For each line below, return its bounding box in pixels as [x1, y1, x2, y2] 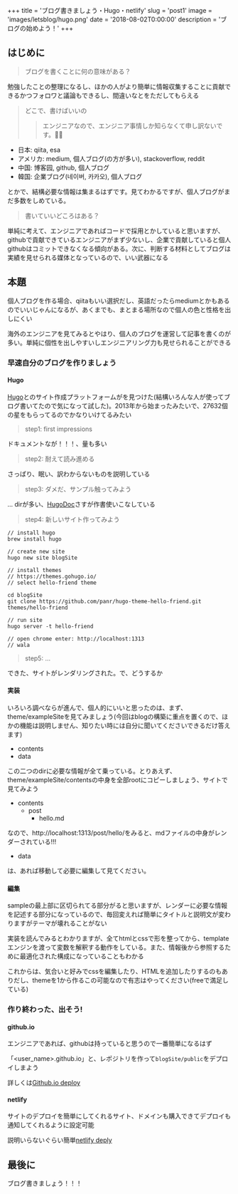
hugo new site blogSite [7, 554, 78, 561]
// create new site [7, 548, 65, 555]
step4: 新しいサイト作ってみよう [24, 515, 120, 524]
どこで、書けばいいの [24, 106, 87, 115]
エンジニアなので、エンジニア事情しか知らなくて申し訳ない [42, 121, 217, 130]
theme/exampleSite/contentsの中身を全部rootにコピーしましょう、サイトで [7, 775, 229, 784]
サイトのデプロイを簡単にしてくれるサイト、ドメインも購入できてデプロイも [7, 1112, 231, 1121]
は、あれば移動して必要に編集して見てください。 [7, 866, 151, 875]
